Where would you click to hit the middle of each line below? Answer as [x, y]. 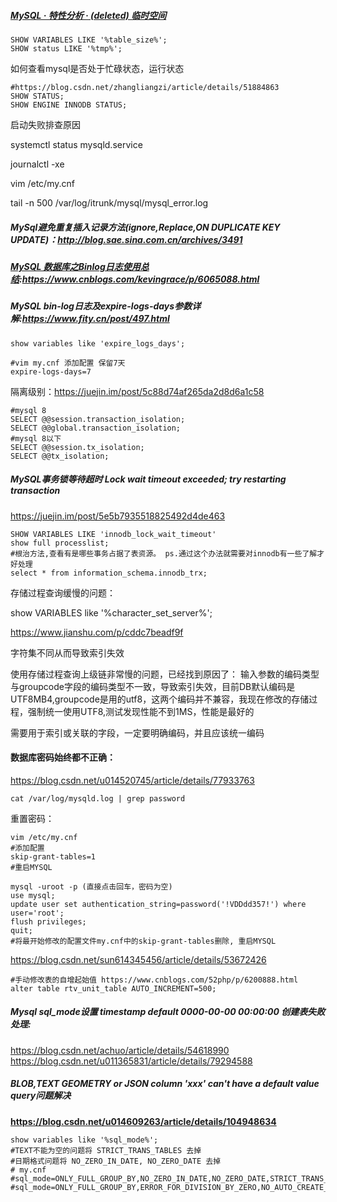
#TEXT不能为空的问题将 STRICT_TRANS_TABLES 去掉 [106, 1150]
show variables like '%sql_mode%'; [84, 1140]
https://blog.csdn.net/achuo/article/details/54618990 [120, 1050]
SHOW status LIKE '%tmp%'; [66, 48]
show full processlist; [60, 543]
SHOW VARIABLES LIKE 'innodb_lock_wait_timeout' [113, 534]
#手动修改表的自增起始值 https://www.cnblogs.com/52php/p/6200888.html [154, 980]
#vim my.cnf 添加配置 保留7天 [68, 363]
